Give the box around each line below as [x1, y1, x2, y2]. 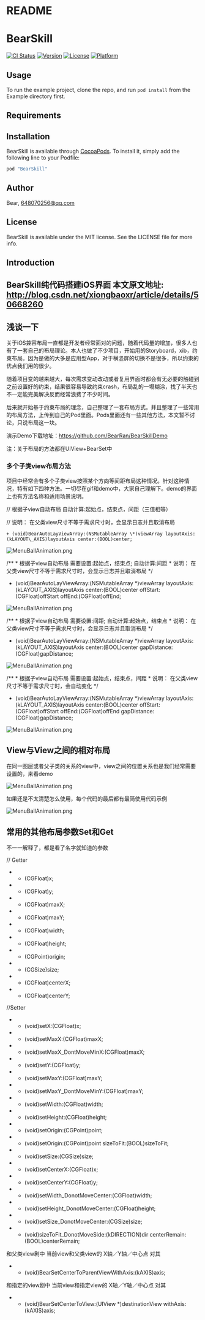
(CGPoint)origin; [24, 953, 65, 961]
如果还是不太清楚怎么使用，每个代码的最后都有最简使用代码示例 [6, 795, 167, 802]
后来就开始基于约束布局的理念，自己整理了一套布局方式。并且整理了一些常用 [6, 404, 199, 411]
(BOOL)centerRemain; [24, 1237, 80, 1245]
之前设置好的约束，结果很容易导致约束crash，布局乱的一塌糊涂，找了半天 [6, 383, 192, 390]
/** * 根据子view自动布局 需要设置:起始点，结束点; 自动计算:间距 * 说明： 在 [6, 559, 196, 567]
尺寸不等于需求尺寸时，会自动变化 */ [6, 682, 99, 689]
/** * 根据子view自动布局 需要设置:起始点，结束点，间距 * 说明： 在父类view [6, 674, 198, 681]
